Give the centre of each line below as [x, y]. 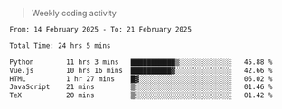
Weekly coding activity [74, 13]
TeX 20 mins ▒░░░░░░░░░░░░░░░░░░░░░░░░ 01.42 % [141, 95]
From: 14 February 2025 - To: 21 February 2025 [101, 30]
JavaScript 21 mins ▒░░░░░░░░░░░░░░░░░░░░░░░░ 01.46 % [141, 87]
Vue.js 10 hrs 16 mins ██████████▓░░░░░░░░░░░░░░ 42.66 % [141, 70]
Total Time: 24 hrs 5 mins [60, 45]
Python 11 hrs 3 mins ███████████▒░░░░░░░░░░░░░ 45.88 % [141, 62]
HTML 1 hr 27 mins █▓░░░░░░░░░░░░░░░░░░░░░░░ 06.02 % [141, 79]
